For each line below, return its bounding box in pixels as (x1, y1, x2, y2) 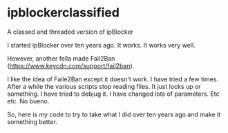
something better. (7, 117, 57, 125)
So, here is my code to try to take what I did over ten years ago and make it (7, 110, 221, 119)
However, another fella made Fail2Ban (7, 54, 115, 63)
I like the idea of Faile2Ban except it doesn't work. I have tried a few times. (7, 74, 219, 83)
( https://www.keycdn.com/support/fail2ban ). (7, 61, 135, 70)
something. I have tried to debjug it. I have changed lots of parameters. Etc (7, 90, 220, 98)
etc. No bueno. (7, 96, 50, 105)
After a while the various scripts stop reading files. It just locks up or (7, 82, 202, 90)
